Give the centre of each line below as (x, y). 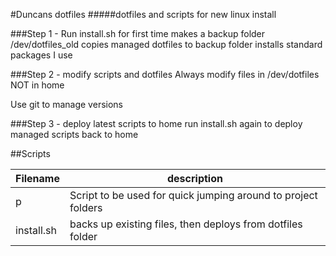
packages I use (41, 55)
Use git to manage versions (66, 104)
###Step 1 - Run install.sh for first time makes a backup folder (138, 33)
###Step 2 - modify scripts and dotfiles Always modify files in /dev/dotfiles (165, 74)
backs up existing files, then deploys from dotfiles (186, 224)
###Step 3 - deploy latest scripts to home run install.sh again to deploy (156, 123)
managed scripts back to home (74, 134)
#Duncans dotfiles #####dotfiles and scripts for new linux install (143, 14)
